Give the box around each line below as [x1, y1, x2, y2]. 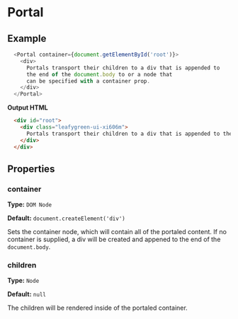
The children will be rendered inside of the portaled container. [7, 303, 188, 312]
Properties [7, 163, 55, 175]
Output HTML [7, 103, 48, 112]
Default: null [7, 290, 46, 298]
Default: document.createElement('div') [7, 214, 125, 223]
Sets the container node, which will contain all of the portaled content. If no [7, 228, 227, 236]
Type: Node [7, 277, 40, 285]
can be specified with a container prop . [25, 77, 151, 85]
